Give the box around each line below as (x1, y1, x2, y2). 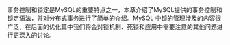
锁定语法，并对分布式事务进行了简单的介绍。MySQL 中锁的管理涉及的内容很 (7, 14, 222, 22)
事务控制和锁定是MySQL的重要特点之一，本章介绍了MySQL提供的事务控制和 (7, 6, 222, 13)
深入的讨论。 (18, 31, 55, 39)
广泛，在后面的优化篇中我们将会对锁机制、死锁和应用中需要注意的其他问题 (7, 23, 217, 30)
